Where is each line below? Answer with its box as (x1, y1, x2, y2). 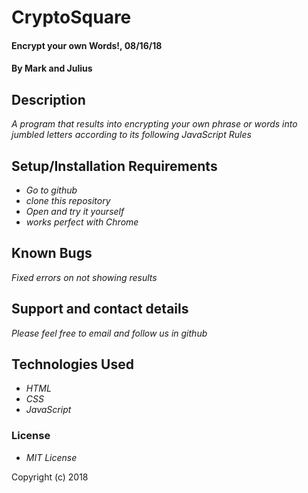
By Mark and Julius (11, 62, 93, 75)
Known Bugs (11, 245, 93, 262)
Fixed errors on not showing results (11, 271, 158, 283)
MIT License (25, 451, 78, 463)
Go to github (25, 184, 78, 196)
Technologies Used (11, 356, 134, 373)
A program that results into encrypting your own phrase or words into (11, 118, 298, 130)
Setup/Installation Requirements (11, 157, 218, 175)
